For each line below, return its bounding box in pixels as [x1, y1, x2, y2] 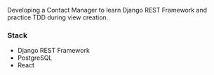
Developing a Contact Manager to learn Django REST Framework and [7, 6, 208, 14]
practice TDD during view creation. [7, 13, 109, 22]
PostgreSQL [17, 53, 53, 62]
